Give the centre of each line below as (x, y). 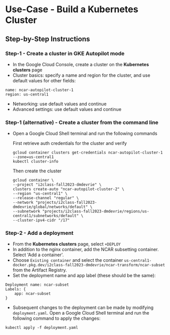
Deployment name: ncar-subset (37, 285)
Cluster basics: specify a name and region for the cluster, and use (81, 75)
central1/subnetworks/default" (46, 216)
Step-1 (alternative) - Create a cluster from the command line (82, 122)
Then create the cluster (37, 171)
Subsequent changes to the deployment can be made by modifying (83, 308)
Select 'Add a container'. (38, 255)
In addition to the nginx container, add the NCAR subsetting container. (86, 250)
